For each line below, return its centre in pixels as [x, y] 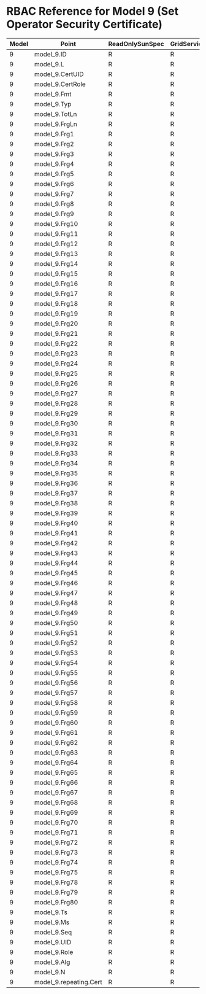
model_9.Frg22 [56, 343]
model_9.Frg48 [56, 603]
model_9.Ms [52, 922]
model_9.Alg [52, 962]
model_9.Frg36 [56, 483]
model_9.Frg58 [56, 702]
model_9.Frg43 [56, 553]
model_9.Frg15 [56, 273]
